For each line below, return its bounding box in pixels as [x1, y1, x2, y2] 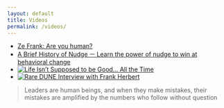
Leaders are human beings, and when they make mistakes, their [24, 86, 207, 94]
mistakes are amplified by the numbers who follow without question [24, 93, 218, 102]
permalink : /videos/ [7, 23, 67, 30]
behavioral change [17, 58, 71, 66]
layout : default [7, 10, 54, 17]
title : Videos [7, 17, 49, 24]
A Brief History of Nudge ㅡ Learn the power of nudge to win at [17, 50, 198, 59]
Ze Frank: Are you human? [17, 42, 93, 51]
